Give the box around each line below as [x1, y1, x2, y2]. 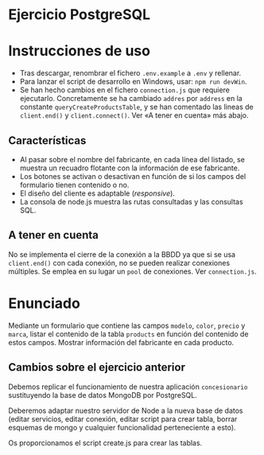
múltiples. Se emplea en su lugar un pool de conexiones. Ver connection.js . [8, 266, 257, 276]
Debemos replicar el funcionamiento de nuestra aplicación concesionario [8, 382, 248, 391]
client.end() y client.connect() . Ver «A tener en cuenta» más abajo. [19, 111, 249, 120]
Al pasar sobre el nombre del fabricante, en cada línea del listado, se [19, 154, 245, 164]
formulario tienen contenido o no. [19, 180, 130, 189]
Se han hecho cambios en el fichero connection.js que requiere [19, 85, 231, 95]
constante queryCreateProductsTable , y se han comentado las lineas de [19, 102, 254, 112]
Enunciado [8, 294, 81, 312]
